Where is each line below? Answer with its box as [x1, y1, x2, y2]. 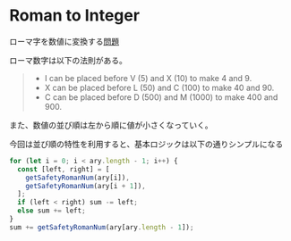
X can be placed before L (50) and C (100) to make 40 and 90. [44, 82, 275, 93]
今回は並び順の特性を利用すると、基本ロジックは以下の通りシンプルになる [9, 138, 284, 149]
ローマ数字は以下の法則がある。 [9, 54, 127, 65]
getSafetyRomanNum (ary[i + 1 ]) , [25, 181, 146, 190]
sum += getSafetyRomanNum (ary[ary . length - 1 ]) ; [9, 222, 194, 232]
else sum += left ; [17, 206, 87, 215]
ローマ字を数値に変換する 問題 [9, 36, 119, 46]
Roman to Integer [9, 5, 141, 26]
